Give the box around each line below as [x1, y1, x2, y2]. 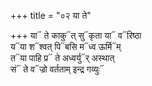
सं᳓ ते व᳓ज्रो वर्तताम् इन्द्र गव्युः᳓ [10, 63, 105, 75]
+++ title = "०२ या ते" [10, 10, 92, 21]
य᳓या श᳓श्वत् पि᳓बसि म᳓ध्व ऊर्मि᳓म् [10, 41, 122, 52]
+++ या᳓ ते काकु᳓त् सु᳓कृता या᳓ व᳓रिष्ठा [10, 30, 142, 41]
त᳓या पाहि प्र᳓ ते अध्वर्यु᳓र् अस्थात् [10, 52, 115, 64]
